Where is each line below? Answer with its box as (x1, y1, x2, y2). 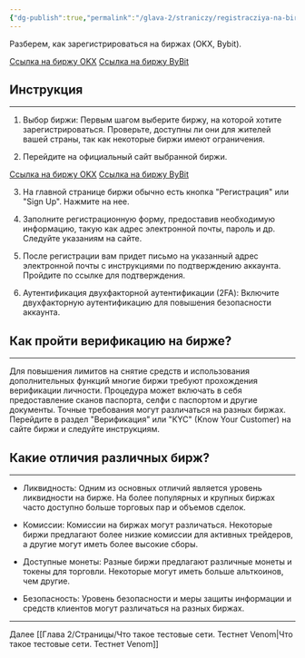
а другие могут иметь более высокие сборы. (22, 539, 199, 550)
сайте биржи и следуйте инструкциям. (9, 424, 161, 435)
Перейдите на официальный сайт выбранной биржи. (22, 152, 228, 162)
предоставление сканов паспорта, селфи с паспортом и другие (9, 395, 258, 406)
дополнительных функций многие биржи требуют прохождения (9, 376, 259, 387)
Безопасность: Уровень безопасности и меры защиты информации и (22, 594, 292, 604)
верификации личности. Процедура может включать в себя (9, 385, 242, 396)
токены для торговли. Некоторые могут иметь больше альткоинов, (22, 566, 284, 577)
